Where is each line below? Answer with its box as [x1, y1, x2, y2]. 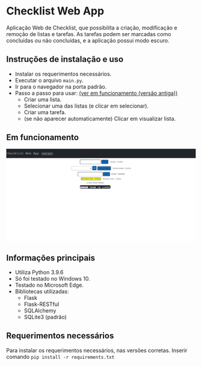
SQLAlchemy [23, 307, 57, 314]
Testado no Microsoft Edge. [14, 281, 84, 288]
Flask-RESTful [23, 300, 60, 308]
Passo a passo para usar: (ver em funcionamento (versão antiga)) [14, 89, 178, 97]
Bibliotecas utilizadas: [14, 287, 69, 295]
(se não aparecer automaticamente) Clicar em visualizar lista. [23, 115, 176, 122]
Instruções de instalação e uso [6, 54, 124, 64]
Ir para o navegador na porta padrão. [14, 83, 107, 90]
